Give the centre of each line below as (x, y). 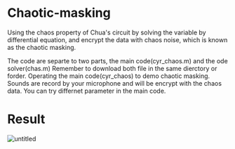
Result (26, 119)
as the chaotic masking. (42, 47)
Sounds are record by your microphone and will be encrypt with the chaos (115, 83)
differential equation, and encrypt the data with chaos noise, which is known (117, 39)
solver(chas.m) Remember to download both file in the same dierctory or (112, 68)
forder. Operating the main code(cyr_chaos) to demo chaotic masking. (109, 76)
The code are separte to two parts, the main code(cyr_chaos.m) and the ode (117, 60)
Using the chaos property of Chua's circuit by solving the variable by (107, 32)
